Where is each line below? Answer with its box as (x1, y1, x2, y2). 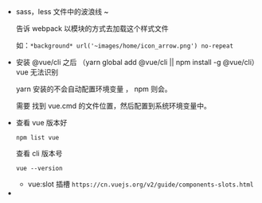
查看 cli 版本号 (15, 149, 63, 158)
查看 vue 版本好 (15, 118, 68, 127)
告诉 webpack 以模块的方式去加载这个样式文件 (15, 24, 169, 33)
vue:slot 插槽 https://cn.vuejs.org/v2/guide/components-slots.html (27, 179, 254, 189)
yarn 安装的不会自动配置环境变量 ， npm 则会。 (15, 84, 173, 94)
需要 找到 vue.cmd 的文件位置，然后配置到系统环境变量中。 (15, 101, 211, 110)
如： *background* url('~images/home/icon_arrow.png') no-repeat (15, 40, 233, 50)
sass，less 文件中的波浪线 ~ (15, 7, 109, 16)
